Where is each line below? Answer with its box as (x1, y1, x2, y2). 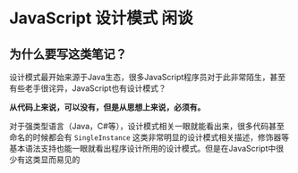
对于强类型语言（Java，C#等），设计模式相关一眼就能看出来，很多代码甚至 (9, 121, 285, 131)
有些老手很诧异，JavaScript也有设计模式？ (9, 83, 167, 94)
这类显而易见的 (24, 154, 81, 165)
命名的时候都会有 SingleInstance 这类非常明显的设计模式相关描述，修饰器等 (9, 132, 290, 143)
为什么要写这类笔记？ (9, 46, 127, 62)
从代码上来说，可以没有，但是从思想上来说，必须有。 (9, 102, 206, 112)
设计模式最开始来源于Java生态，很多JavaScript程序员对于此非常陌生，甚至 (9, 72, 286, 82)
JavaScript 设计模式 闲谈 (9, 8, 194, 29)
